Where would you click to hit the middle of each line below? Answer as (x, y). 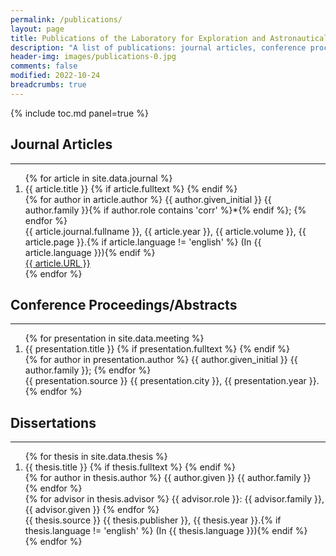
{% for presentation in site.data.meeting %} (114, 338)
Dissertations (53, 422)
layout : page (37, 29)
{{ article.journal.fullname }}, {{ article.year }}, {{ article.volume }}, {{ (165, 231)
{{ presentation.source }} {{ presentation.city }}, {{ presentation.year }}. (172, 381)
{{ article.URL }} (57, 263)
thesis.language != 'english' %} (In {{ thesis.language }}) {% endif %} (166, 531)
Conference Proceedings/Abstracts (124, 304)
